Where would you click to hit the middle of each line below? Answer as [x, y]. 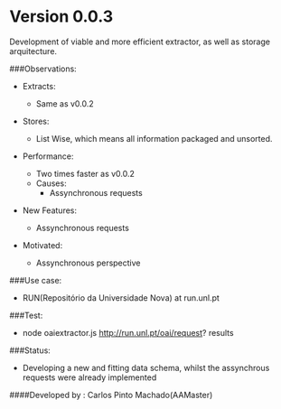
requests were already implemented [89, 377]
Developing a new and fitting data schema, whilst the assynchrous [146, 367]
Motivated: [42, 245]
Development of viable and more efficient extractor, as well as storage [140, 42]
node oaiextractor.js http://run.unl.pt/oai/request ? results [128, 332]
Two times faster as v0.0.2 [85, 173]
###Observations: [43, 69]
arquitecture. [33, 51]
